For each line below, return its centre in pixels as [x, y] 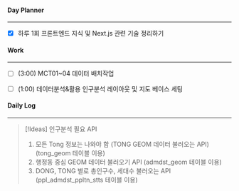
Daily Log [22, 105]
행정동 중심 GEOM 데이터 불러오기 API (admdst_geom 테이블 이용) [128, 162]
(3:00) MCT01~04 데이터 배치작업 [66, 73]
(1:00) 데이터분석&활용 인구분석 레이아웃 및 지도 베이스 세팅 [100, 88]
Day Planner [26, 10]
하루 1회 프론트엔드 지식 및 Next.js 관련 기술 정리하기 [91, 33]
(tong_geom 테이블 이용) [70, 153]
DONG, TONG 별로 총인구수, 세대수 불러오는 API [103, 170]
